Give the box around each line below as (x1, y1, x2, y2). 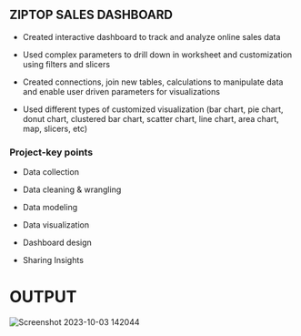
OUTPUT (9, 287, 77, 308)
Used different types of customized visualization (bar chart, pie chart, (22, 104, 284, 115)
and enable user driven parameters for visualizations (22, 86, 221, 97)
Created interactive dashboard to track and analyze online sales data (22, 31, 281, 42)
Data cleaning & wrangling (22, 184, 122, 195)
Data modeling (22, 202, 78, 213)
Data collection (22, 167, 80, 178)
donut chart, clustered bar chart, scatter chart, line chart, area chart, (22, 113, 279, 124)
